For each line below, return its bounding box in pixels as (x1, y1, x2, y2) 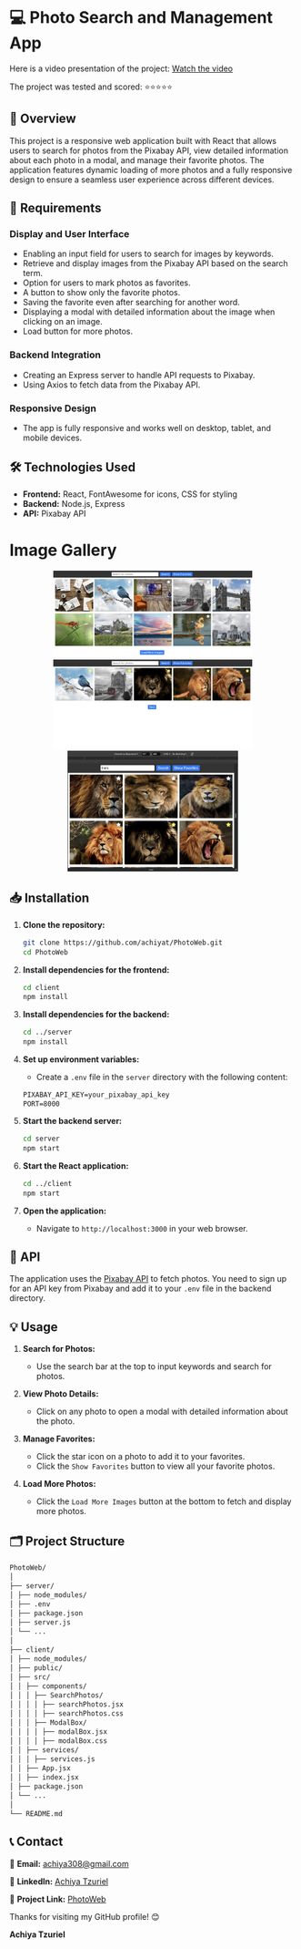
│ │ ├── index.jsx (9, 1772, 79, 1782)
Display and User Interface (9, 228, 130, 241)
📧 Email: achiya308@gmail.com (9, 1858, 129, 1869)
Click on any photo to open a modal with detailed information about (35, 1406, 288, 1418)
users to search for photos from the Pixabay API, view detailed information (9, 145, 289, 156)
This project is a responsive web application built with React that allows (9, 135, 277, 146)
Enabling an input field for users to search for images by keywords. (22, 248, 275, 260)
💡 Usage (9, 1319, 58, 1335)
